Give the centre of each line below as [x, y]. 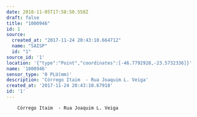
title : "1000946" [28, 23]
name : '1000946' [27, 69]
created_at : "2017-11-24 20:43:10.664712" [66, 40]
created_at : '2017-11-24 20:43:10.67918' [60, 86]
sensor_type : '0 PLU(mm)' [39, 74]
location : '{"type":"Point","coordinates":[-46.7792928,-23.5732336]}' [99, 63]
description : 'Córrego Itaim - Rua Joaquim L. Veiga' [77, 80]
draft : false [23, 18]
